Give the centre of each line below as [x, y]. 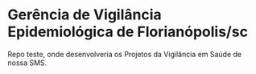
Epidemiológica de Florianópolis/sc [128, 32]
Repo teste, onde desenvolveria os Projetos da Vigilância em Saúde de [125, 54]
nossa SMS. [27, 63]
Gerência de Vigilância [85, 15]
